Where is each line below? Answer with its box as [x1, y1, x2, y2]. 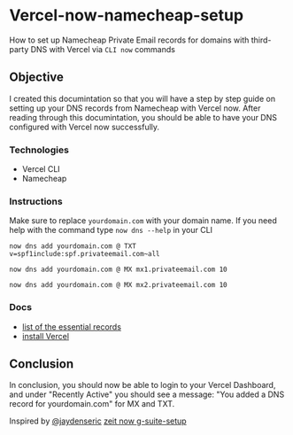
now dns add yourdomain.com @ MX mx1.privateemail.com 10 [9, 265, 227, 275]
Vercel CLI [21, 164, 60, 175]
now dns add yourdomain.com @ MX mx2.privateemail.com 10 [9, 281, 227, 290]
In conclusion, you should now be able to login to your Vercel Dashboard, [9, 380, 276, 391]
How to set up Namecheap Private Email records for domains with [9, 35, 250, 45]
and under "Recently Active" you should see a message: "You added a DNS [9, 389, 285, 400]
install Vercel [21, 330, 69, 341]
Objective [9, 70, 65, 85]
